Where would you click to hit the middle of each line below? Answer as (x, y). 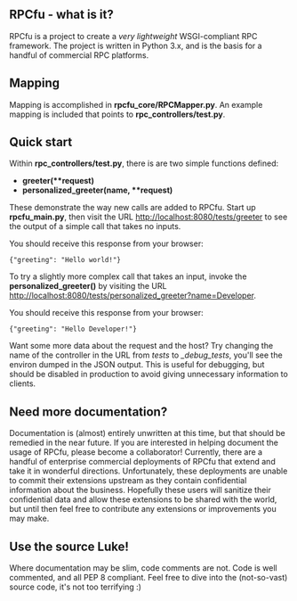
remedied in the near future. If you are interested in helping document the (144, 443)
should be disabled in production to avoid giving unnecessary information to (149, 375)
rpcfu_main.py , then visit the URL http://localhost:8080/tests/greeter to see (148, 217)
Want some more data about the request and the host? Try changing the (141, 346)
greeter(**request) (58, 181)
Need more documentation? (88, 412)
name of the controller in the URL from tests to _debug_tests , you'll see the (146, 355)
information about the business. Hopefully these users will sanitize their (140, 490)
